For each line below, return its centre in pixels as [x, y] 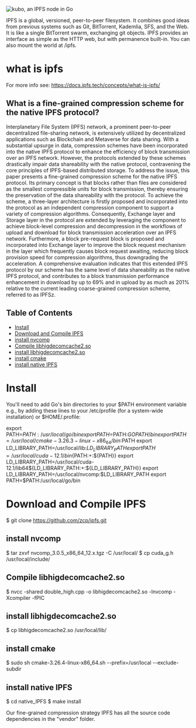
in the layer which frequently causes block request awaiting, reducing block [97, 251]
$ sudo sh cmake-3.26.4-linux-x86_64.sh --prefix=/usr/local [79, 663]
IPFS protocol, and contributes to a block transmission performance [88, 276]
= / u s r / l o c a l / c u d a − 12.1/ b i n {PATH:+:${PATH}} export [70, 456]
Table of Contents [39, 313]
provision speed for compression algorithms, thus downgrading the [87, 257]
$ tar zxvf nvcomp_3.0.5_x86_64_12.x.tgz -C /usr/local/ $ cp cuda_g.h [90, 552]
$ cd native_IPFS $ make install [44, 702]
